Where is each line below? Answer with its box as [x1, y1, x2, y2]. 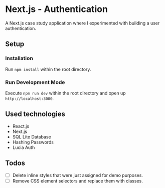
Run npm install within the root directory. [5, 66, 91, 72]
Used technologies [5, 110, 66, 118]
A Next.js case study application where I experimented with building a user [5, 20, 160, 26]
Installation [5, 55, 34, 62]
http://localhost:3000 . [5, 95, 54, 101]
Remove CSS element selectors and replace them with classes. [12, 177, 143, 183]
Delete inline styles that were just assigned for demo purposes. [12, 172, 143, 178]
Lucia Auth [12, 144, 35, 150]
